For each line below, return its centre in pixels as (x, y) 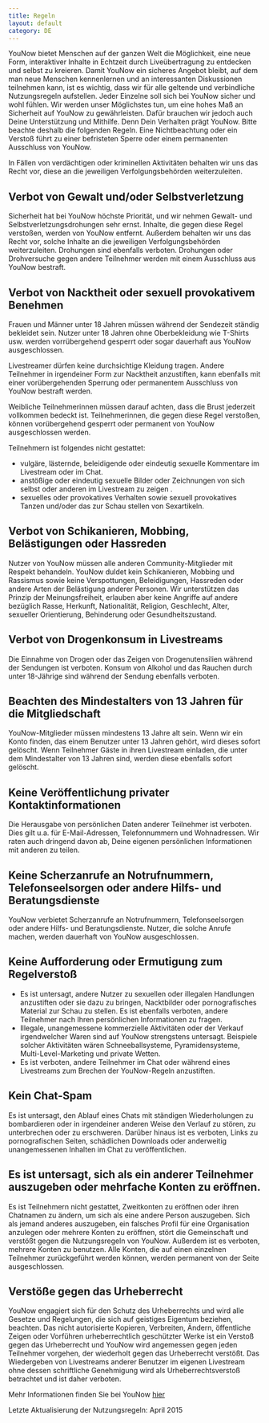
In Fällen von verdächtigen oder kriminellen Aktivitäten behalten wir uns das (133, 163)
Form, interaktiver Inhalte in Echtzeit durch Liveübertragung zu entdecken (130, 62)
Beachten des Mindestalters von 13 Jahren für (126, 701)
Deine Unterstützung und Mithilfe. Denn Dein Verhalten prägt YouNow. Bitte (133, 122)
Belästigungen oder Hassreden (87, 544)
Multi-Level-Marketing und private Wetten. (90, 1054)
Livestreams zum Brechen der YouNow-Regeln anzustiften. (117, 1070)
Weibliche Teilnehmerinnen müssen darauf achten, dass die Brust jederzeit (132, 407)
